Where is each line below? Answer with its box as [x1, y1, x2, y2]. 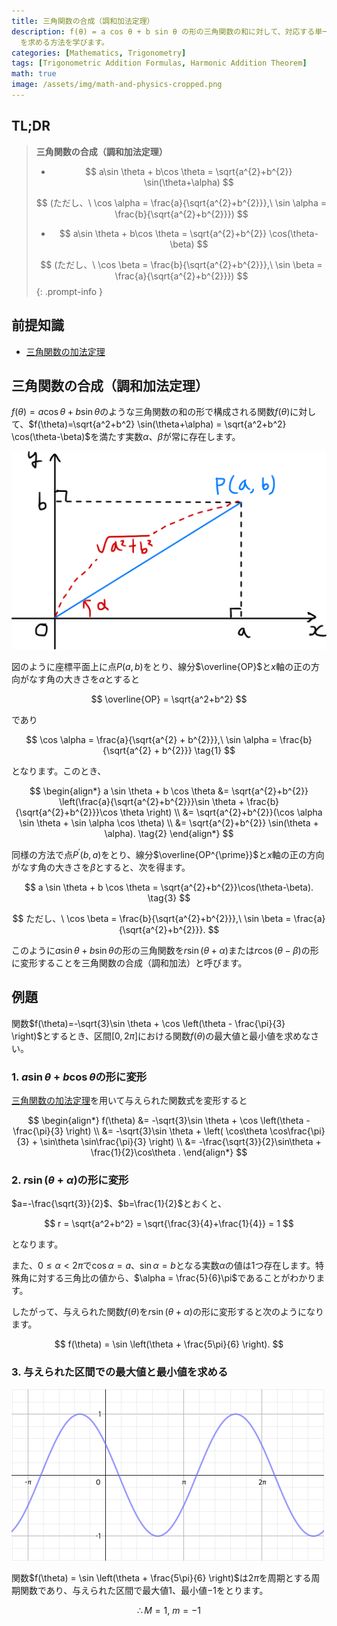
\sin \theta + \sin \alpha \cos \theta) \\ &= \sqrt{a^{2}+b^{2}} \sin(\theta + [19, 817, 319, 829]
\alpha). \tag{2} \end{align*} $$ [104, 828, 234, 840]
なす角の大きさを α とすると [28, 673, 140, 685]
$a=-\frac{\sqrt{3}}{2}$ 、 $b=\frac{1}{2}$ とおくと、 [11, 1198, 228, 1210]
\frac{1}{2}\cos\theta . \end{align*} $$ [90, 1146, 248, 1159]
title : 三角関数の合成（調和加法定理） [11, 16, 155, 26]
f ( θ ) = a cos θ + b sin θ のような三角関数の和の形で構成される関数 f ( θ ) [11, 406, 291, 418]
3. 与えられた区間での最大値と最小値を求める [11, 1365, 229, 1379]
